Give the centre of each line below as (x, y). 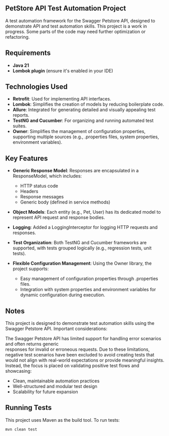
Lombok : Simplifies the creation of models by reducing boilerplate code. (88, 105)
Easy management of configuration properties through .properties (89, 279)
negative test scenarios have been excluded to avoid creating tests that (80, 355)
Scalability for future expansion (45, 392)
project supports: (31, 269)
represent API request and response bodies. (59, 217)
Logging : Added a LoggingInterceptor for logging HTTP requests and (85, 227)
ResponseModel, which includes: (47, 176)
